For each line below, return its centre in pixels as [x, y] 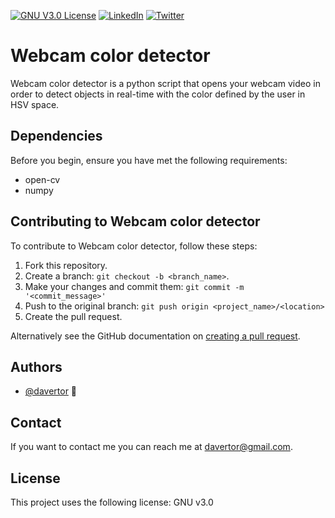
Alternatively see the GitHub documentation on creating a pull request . [155, 336]
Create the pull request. [73, 316]
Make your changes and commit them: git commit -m [134, 286]
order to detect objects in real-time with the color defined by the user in [158, 94]
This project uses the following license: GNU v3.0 [112, 502]
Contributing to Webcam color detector [135, 221]
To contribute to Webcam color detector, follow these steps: [134, 246]
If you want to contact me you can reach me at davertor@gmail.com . [151, 447]
